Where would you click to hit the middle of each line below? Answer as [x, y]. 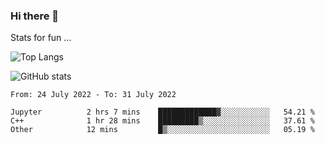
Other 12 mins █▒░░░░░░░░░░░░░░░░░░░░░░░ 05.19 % [162, 130]
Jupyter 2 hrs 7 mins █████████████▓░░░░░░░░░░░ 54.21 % [162, 112]
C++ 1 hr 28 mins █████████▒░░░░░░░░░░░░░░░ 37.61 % [162, 121]
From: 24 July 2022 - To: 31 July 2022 [93, 95]
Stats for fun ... [41, 38]
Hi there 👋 [35, 16]
